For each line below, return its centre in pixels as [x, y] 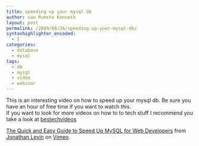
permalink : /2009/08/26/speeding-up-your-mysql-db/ [71, 28]
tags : [13, 61]
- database [25, 50]
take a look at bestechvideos [41, 119]
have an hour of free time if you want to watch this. [69, 107]
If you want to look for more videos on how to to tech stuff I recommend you [100, 113]
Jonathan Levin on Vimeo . [38, 137]
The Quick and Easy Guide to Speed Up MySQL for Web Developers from [96, 131]
